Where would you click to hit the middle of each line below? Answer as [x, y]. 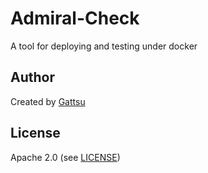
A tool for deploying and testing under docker [104, 46]
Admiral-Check [75, 18]
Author [32, 77]
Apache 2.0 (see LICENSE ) [65, 157]
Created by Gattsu [48, 101]
